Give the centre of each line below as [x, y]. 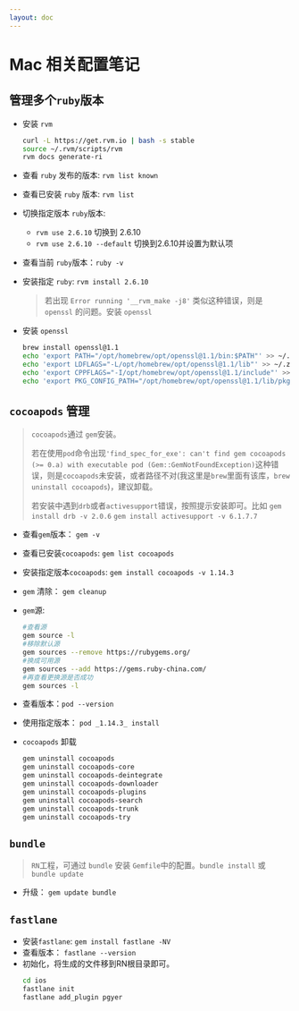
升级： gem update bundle [69, 892]
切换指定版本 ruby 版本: [64, 213]
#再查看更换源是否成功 [58, 677]
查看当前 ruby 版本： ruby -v [73, 263]
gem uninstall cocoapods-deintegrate [92, 776]
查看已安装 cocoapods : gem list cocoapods [98, 553]
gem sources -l [50, 685]
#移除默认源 [41, 644]
